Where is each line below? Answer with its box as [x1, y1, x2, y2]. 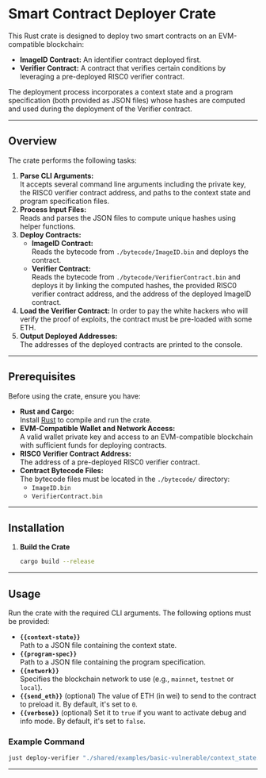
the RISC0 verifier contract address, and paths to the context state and [19, 187, 251, 197]
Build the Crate [19, 542, 70, 552]
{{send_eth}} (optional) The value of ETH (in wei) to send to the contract [19, 691, 256, 701]
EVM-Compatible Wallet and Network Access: [19, 423, 176, 433]
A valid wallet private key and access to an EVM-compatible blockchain [19, 432, 253, 441]
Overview [8, 134, 58, 148]
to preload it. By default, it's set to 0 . [19, 699, 139, 709]
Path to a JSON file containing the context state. [19, 641, 177, 650]
